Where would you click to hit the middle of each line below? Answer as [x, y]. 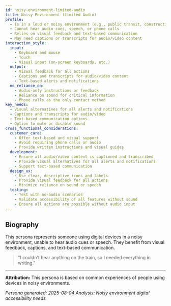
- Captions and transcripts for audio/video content [72, 76]
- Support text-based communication [53, 166]
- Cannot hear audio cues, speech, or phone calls [65, 29]
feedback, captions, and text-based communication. [60, 248]
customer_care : [26, 133]
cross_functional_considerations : [42, 128]
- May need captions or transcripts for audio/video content [76, 39]
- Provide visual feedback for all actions [61, 180]
